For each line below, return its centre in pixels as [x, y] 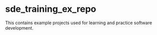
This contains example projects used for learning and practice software [79, 23]
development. [19, 28]
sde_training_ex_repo [51, 9]
